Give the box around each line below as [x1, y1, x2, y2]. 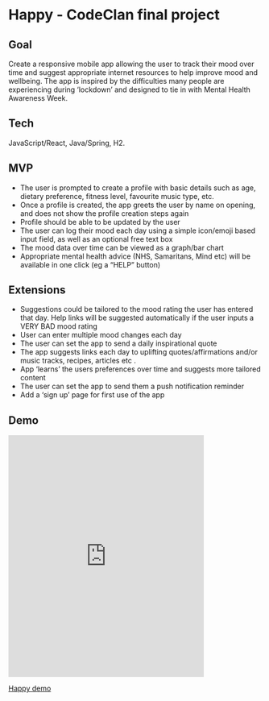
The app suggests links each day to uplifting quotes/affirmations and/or [19, 347, 259, 357]
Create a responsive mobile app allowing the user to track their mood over [8, 59, 255, 68]
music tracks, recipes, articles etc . [19, 356, 137, 366]
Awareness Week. [8, 93, 68, 102]
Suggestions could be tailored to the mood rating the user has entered [19, 305, 254, 314]
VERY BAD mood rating [19, 321, 98, 331]
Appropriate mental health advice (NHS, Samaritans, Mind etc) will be [19, 251, 251, 261]
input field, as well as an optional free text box [19, 234, 173, 243]
